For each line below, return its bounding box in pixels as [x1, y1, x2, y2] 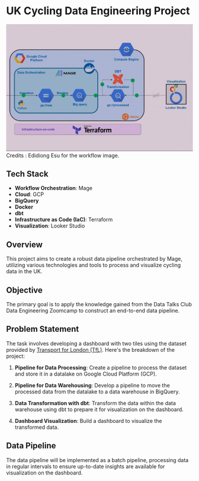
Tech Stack [6, 169, 49, 179]
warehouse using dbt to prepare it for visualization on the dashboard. [14, 406, 184, 413]
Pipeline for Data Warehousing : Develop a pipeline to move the [14, 381, 170, 389]
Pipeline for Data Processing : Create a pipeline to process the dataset [14, 364, 187, 371]
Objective [6, 285, 43, 295]
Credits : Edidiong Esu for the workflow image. [6, 152, 120, 159]
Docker [14, 203, 34, 211]
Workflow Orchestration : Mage [14, 185, 93, 192]
